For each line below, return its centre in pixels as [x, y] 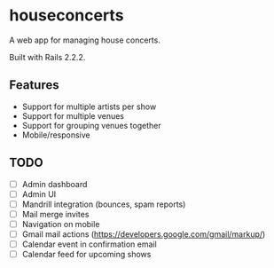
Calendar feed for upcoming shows [86, 254]
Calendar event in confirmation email [89, 244]
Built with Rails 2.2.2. [47, 57]
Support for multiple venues [73, 115]
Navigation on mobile [61, 224]
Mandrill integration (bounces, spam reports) [104, 204]
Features [34, 85]
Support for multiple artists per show [89, 106]
